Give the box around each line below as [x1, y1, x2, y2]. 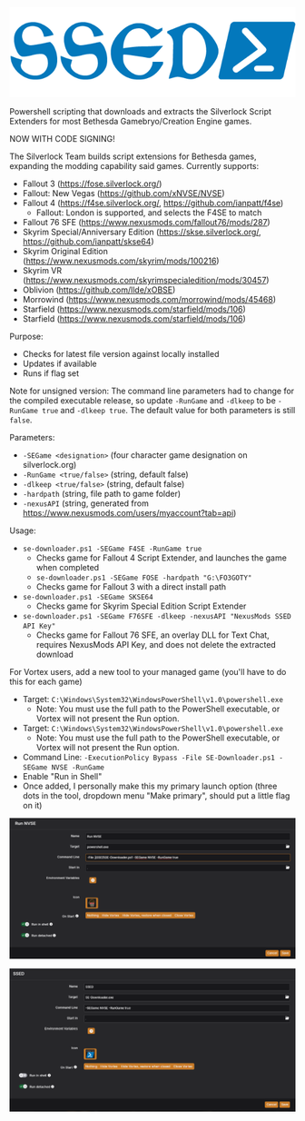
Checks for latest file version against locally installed [22, 349, 220, 360]
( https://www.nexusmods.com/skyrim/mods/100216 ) [22, 255, 220, 266]
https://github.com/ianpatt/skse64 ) [22, 236, 154, 247]
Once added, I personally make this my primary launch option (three [22, 780, 278, 792]
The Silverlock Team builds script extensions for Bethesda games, [9, 151, 257, 162]
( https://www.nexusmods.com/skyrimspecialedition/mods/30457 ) [22, 275, 270, 286]
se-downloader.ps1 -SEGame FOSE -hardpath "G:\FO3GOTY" [35, 573, 252, 583]
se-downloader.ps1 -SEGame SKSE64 [22, 593, 153, 602]
